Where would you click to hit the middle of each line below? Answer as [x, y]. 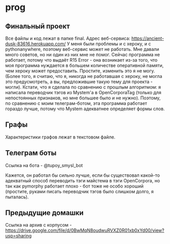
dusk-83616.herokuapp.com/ [36, 44]
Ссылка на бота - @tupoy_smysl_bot [44, 165]
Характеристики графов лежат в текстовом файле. [60, 137]
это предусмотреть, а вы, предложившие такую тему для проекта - [79, 82]
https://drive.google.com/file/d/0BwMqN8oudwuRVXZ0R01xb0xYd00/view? [85, 230]
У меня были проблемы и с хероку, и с [109, 44]
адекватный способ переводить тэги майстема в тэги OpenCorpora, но [83, 180]
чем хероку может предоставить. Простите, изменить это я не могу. [80, 71]
